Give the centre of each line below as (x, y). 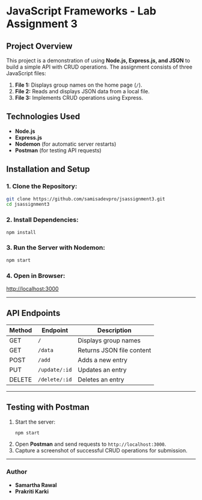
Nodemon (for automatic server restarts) (66, 144)
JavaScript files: (26, 73)
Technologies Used (43, 116)
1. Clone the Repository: (42, 187)
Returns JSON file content (115, 350)
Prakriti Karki (32, 491)
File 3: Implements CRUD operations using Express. (79, 98)
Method (21, 330)
